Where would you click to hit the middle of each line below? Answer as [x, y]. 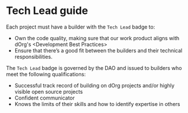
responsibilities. [33, 57]
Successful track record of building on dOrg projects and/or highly [95, 85]
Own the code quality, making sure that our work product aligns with [97, 38]
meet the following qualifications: [46, 74]
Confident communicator [44, 98]
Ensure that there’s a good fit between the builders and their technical [98, 50]
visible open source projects [48, 91]
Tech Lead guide [47, 11]
